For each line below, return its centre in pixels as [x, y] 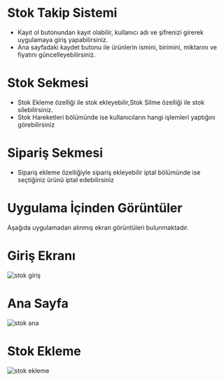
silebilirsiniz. [35, 109]
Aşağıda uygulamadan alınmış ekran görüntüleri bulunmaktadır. [98, 227]
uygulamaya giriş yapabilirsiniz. [63, 39]
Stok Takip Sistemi [62, 13]
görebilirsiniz [36, 125]
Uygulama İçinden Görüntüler [95, 208]
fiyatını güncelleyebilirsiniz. [56, 55]
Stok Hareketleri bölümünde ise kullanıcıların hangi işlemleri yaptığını [116, 117]
